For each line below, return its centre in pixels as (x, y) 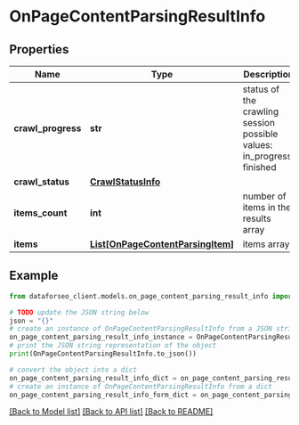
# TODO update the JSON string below (79, 312)
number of (264, 196)
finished (259, 167)
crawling (261, 111)
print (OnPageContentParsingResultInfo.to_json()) (103, 354)
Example (34, 276)
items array (266, 244)
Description (269, 74)
